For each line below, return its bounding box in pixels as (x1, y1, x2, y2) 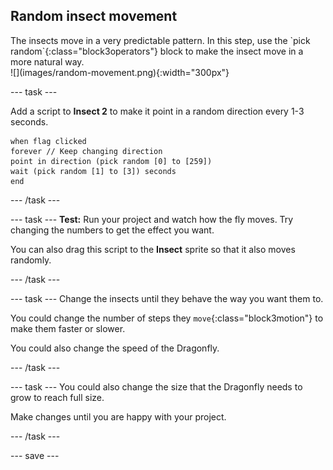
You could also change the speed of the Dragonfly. (10, 342, 220, 354)
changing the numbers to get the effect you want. (10, 224, 215, 236)
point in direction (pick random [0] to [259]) (10, 156, 213, 166)
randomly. (10, 254, 52, 266)
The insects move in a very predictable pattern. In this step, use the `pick (10, 34, 311, 46)
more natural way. (10, 55, 85, 68)
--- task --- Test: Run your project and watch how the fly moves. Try (10, 213, 294, 225)
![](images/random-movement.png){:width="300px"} (10, 66, 230, 78)
